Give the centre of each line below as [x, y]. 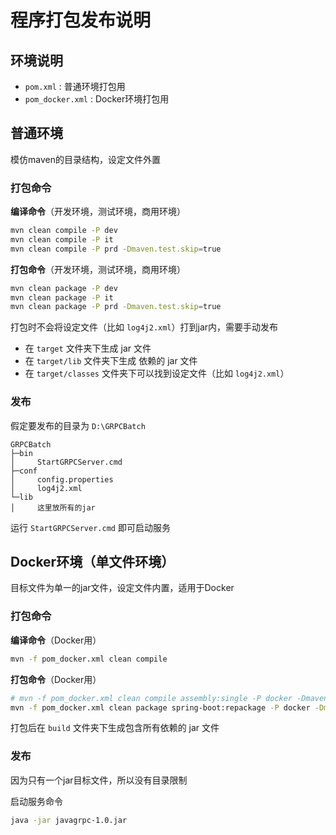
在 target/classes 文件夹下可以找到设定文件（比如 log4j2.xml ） [157, 373]
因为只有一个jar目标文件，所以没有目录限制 [99, 780]
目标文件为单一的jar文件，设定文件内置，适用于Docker [122, 588]
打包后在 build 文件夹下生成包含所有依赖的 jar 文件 [115, 728]
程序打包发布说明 [81, 20]
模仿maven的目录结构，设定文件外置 [85, 159]
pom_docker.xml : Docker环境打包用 [97, 99]
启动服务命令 [36, 801]
